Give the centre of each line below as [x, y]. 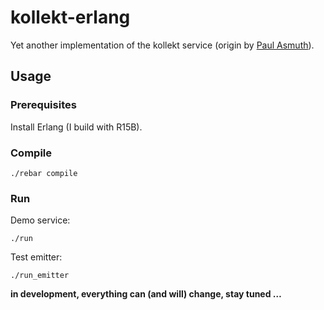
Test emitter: [36, 257]
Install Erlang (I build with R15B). [76, 127]
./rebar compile [44, 173]
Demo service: [40, 220]
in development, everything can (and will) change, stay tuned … [146, 294]
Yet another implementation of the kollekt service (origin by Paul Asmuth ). [162, 45]
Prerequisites [43, 105]
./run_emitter [40, 276]
